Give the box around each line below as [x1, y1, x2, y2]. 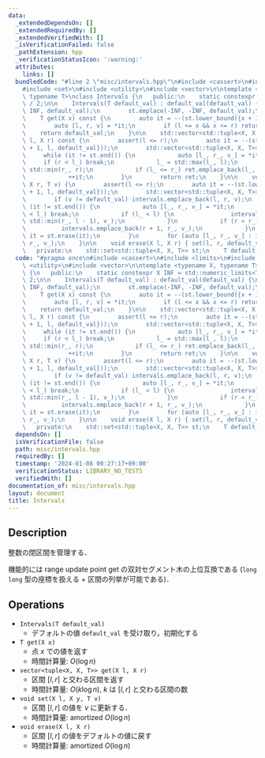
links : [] [22, 70, 55, 78]
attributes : [15, 63, 55, 71]
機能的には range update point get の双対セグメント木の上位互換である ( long [8, 564, 257, 574]
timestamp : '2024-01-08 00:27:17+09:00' [15, 460, 150, 468]
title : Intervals [8, 496, 65, 504]
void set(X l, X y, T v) [19, 695, 102, 703]
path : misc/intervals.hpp [15, 445, 101, 453]
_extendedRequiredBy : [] [15, 26, 97, 34]
